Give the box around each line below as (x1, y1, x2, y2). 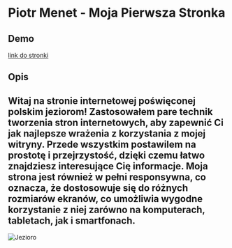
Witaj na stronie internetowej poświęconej (8, 95, 196, 107)
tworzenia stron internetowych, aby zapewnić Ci (8, 116, 224, 128)
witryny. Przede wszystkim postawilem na (8, 138, 196, 150)
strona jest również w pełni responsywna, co (8, 171, 207, 183)
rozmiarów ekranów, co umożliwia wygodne (8, 193, 203, 205)
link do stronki (8, 51, 49, 59)
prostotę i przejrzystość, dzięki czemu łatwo (8, 149, 205, 161)
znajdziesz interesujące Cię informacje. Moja (8, 160, 208, 172)
